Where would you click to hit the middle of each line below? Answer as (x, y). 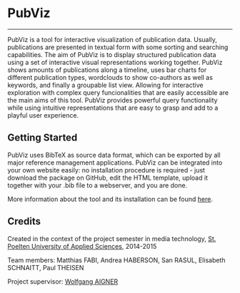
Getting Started (42, 138)
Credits (24, 221)
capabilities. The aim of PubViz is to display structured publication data (112, 54)
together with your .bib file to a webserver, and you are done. (97, 185)
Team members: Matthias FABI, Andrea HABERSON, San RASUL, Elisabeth (116, 260)
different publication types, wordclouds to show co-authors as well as (110, 77)
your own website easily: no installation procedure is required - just (106, 170)
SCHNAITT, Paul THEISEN (46, 267)
